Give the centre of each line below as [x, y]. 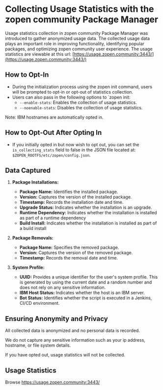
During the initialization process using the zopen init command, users [82, 87]
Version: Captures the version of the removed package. [76, 253]
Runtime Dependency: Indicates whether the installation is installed [88, 213]
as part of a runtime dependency [53, 218]
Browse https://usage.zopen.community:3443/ [53, 382]
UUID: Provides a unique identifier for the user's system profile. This [89, 277]
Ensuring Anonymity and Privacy [56, 319]
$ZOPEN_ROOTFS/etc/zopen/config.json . [51, 155]
